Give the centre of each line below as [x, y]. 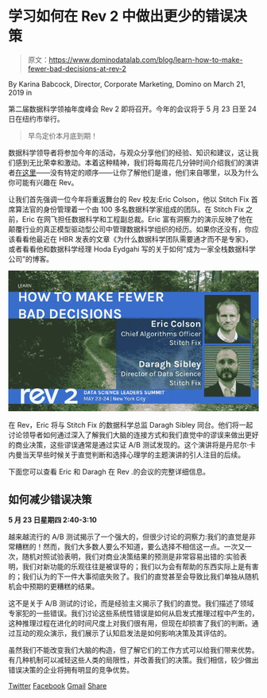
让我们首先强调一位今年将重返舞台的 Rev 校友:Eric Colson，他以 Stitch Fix [129, 199]
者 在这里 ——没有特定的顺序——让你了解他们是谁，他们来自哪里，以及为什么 [133, 173]
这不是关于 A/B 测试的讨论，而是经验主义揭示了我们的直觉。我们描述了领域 [131, 603]
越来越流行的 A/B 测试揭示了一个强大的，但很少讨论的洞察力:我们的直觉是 [129, 537]
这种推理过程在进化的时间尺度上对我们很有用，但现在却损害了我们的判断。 [130, 623]
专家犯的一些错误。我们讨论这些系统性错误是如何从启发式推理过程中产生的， [133, 614]
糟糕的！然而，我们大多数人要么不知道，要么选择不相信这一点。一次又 [130, 547]
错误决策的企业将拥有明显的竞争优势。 [71, 670]
